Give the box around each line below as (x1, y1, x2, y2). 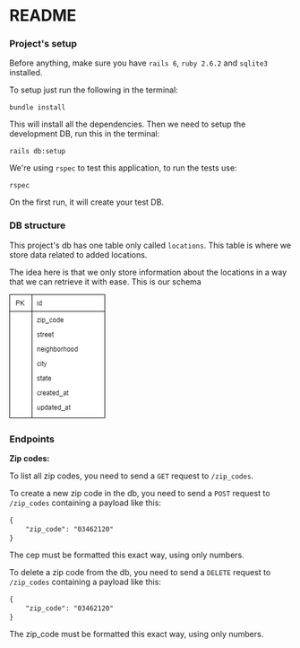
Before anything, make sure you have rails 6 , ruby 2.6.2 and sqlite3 (9, 57, 269, 68)
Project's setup (9, 38, 78, 50)
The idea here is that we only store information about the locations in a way (9, 267, 287, 277)
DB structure (9, 219, 66, 232)
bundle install (9, 103, 66, 112)
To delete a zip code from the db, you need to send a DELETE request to (9, 567, 271, 578)
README (9, 5, 77, 26)
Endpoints (9, 433, 56, 445)
